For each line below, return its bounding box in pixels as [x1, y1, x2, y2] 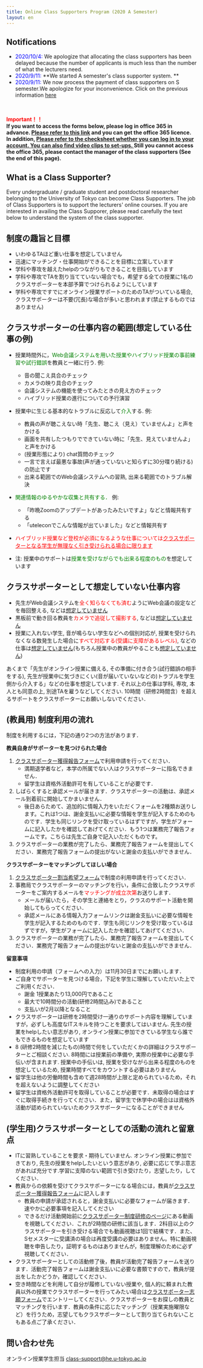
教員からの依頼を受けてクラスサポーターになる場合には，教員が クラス [14, 1182, 190, 1189]
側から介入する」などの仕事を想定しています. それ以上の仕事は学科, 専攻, [6, 680, 188, 687]
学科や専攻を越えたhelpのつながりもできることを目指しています [14, 265, 174, 272]
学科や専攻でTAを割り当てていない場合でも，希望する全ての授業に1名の [14, 273, 193, 280]
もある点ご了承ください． [14, 1318, 79, 1326]
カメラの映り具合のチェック [24, 379, 94, 386]
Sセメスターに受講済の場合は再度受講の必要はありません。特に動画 [24, 1235, 192, 1243]
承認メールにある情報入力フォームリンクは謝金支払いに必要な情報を [24, 912, 194, 919]
